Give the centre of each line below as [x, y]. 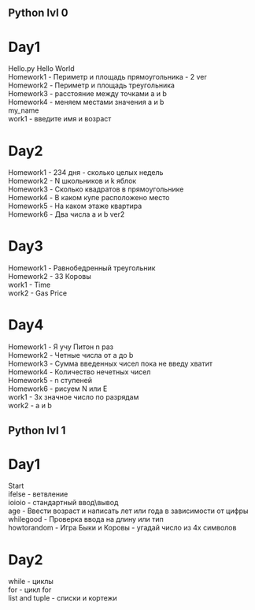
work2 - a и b [30, 406]
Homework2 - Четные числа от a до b [71, 355]
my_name [24, 110]
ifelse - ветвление [38, 494]
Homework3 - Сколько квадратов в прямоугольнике [96, 189]
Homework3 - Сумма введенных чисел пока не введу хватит [110, 364]
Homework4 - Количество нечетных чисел [79, 372]
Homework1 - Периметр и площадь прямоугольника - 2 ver [107, 77]
